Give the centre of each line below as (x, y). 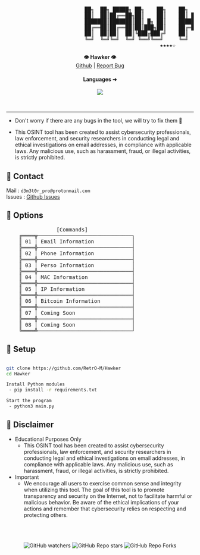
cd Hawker (18, 374)
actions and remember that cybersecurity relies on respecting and (105, 509)
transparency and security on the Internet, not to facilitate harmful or (108, 496)
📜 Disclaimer (30, 425)
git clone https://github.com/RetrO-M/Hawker (63, 368)
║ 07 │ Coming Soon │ (77, 313)
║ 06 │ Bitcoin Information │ (77, 301)
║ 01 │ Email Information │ (77, 241)
